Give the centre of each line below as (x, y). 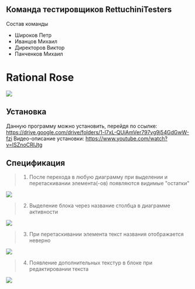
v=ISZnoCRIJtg (24, 144)
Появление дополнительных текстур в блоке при (91, 263)
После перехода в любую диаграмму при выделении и (98, 177)
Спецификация (36, 163)
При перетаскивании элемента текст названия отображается (106, 234)
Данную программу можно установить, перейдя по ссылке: (82, 126)
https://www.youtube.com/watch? (126, 138)
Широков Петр (33, 35)
